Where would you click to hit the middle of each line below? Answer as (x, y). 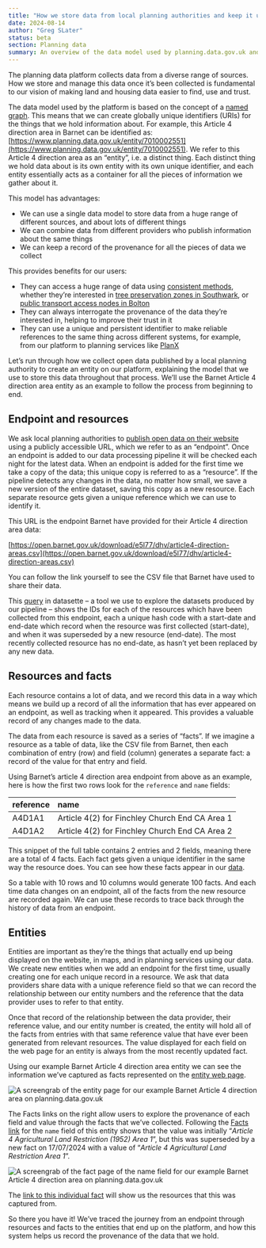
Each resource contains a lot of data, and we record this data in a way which (133, 695)
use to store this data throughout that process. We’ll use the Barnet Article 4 (132, 378)
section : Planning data (47, 45)
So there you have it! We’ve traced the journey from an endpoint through (127, 1219)
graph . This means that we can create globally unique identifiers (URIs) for (130, 115)
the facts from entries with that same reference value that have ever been (128, 1034)
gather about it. (33, 183)
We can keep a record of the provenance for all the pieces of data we (133, 247)
